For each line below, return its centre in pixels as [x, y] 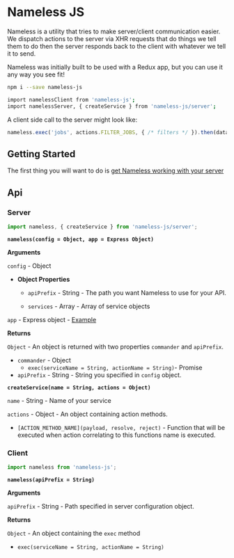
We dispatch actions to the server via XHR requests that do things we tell [112, 38]
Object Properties [44, 279]
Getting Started [41, 154]
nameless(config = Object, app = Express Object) [81, 239]
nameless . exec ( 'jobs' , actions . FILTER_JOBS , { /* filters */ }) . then [110, 132]
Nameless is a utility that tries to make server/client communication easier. [114, 31]
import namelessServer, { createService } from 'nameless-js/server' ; [112, 106]
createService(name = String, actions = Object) [79, 388]
